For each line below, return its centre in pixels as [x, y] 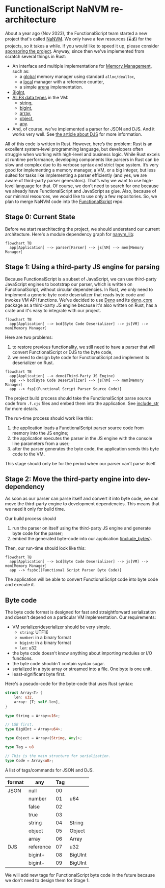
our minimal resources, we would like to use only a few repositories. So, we [81, 196]
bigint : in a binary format [45, 643]
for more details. [22, 408]
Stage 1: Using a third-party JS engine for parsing [82, 267]
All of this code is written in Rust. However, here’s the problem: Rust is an [79, 144]
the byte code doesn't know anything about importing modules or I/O [82, 653]
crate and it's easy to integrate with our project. [53, 310]
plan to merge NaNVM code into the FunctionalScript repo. [64, 202]
